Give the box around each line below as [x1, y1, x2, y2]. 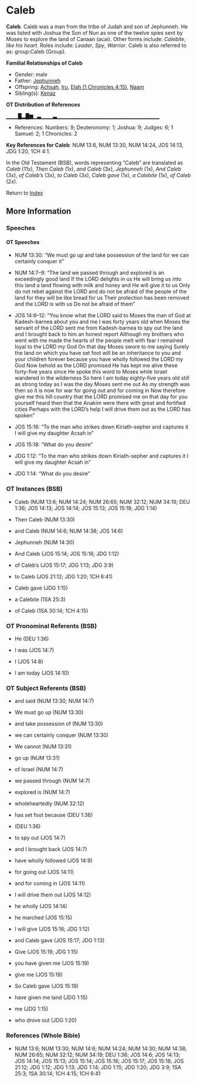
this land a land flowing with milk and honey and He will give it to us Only [14, 282, 191, 289]
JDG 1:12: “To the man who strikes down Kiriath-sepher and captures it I [14, 453, 189, 460]
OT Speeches [6, 238, 40, 245]
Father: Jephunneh [14, 77, 61, 84]
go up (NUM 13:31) [14, 755, 60, 762]
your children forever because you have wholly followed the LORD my [14, 356, 184, 363]
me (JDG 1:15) [14, 1005, 49, 1012]
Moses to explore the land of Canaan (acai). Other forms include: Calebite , [6, 35, 186, 42]
